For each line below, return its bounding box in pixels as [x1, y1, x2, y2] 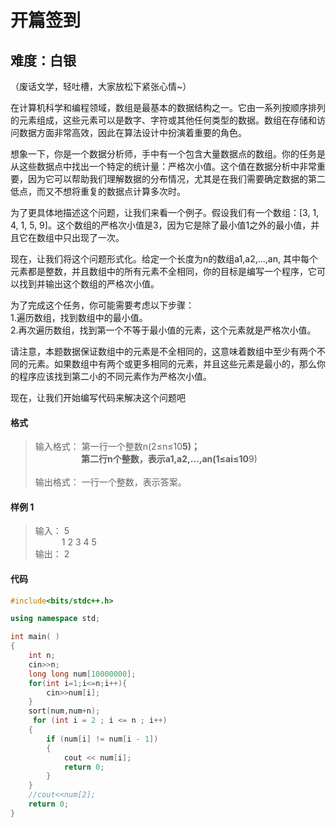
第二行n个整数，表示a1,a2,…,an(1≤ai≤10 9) [81, 453, 258, 465]
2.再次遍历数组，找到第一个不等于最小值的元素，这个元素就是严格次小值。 [10, 324, 317, 336]
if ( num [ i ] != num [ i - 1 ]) [46, 734, 159, 744]
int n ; [28, 651, 56, 661]
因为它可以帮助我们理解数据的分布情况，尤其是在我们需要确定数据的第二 [27, 173, 326, 185]
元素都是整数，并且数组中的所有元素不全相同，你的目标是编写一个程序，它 [10, 266, 317, 277]
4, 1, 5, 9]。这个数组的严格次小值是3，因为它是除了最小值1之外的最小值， [10, 219, 312, 231]
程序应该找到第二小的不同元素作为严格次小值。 [18, 371, 212, 382]
